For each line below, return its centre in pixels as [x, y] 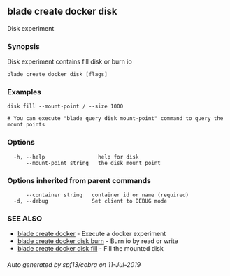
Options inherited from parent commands [79, 180]
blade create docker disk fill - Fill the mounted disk [91, 249]
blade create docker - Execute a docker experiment [92, 234]
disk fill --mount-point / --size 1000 [65, 107]
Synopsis [23, 46]
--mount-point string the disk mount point [93, 163]
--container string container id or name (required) [107, 195]
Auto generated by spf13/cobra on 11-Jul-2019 [74, 264]
